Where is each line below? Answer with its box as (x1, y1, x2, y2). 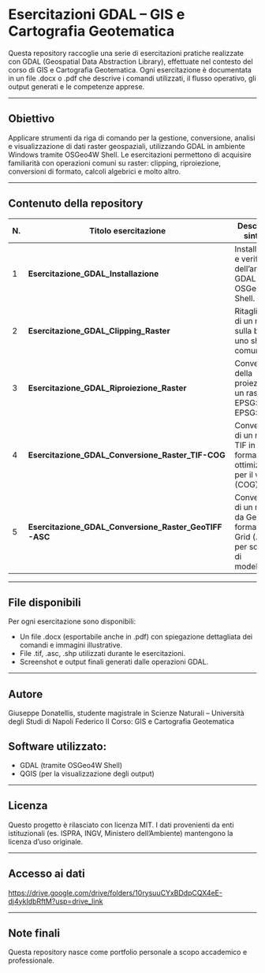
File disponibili (8, 595, 81, 609)
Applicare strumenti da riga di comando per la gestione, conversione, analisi (8, 132, 256, 143)
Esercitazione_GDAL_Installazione (28, 268, 159, 279)
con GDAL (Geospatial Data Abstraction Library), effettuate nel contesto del (8, 57, 254, 66)
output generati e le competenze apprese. (8, 81, 145, 91)
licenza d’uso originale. (8, 837, 84, 846)
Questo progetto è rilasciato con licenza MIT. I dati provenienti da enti (8, 820, 234, 829)
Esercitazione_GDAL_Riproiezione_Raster (28, 382, 187, 393)
